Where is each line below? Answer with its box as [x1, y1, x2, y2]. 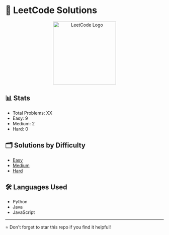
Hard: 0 [12, 126, 29, 132]
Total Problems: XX [12, 110, 53, 116]
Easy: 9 [12, 115, 28, 121]
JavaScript [12, 209, 35, 215]
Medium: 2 [12, 120, 35, 126]
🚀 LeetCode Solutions [5, 5, 97, 16]
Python [12, 199, 28, 205]
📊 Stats [5, 94, 31, 103]
